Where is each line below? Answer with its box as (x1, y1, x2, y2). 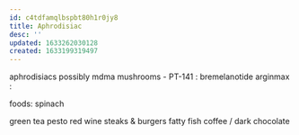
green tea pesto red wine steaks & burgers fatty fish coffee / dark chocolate (9, 116, 290, 127)
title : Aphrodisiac (9, 22, 83, 31)
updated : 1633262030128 (9, 38, 99, 48)
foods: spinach (9, 98, 65, 109)
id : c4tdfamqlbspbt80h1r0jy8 (9, 13, 119, 22)
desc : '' (9, 30, 42, 39)
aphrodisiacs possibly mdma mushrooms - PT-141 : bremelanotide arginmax (9, 71, 290, 82)
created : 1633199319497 (9, 47, 99, 56)
